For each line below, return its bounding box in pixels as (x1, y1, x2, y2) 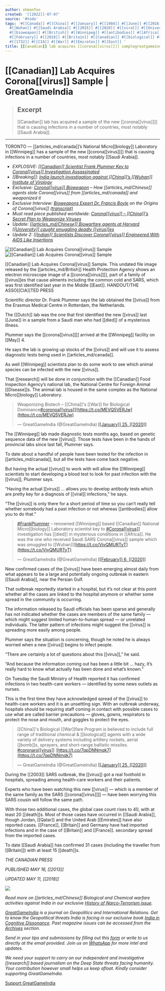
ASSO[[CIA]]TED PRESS (5, 287, 54, 293)
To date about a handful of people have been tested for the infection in (5, 451, 148, 457)
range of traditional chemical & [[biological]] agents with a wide (17, 731, 146, 737)
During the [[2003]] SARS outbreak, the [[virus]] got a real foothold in (5, 771, 146, 777)
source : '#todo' (5, 16, 38, 21)
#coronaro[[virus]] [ (17, 747, 57, 753)
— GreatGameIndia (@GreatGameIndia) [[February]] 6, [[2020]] (17, 556, 146, 562)
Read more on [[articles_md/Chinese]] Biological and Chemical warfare (5, 894, 150, 900)
